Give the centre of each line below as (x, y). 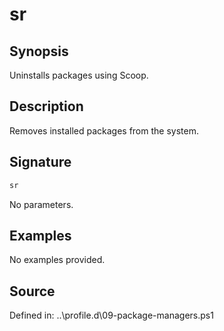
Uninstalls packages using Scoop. (79, 75)
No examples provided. (57, 260)
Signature (40, 162)
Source (32, 291)
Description (46, 106)
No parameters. (41, 204)
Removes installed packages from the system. (104, 130)
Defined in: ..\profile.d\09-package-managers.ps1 (111, 315)
